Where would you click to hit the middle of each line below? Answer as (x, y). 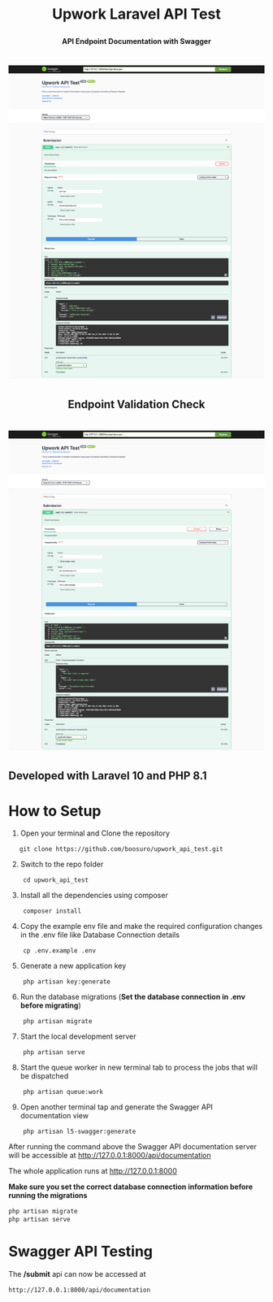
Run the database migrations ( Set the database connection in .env (133, 997)
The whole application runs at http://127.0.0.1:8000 (93, 1171)
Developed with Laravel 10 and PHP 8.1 (108, 776)
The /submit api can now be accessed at (77, 1274)
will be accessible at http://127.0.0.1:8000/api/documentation (110, 1156)
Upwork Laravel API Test (136, 14)
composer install (52, 911)
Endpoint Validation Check (136, 404)
